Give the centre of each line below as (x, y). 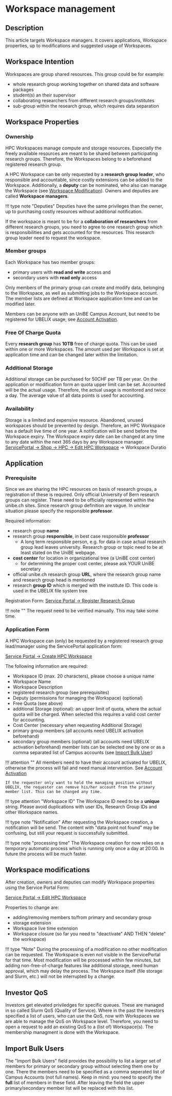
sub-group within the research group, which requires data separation (86, 106)
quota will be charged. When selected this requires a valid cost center (87, 714)
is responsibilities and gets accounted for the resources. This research (80, 232)
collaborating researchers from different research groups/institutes (84, 100)
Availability (20, 409)
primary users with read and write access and (62, 272)
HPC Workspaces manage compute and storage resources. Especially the (83, 148)
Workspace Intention (40, 62)
